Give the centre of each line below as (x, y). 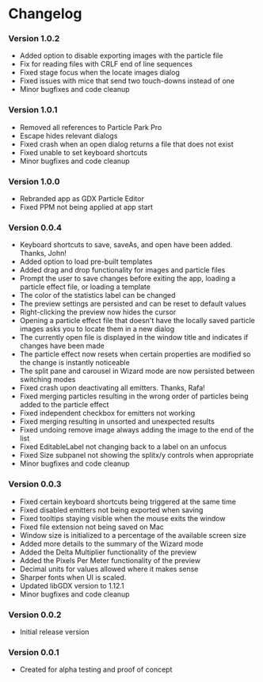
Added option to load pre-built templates (86, 261)
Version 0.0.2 (35, 615)
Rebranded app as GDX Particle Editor (82, 199)
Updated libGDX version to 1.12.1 (72, 585)
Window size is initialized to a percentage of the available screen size (133, 535)
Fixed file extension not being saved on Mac (92, 527)
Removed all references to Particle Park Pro (91, 127)
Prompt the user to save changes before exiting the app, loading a (128, 279)
